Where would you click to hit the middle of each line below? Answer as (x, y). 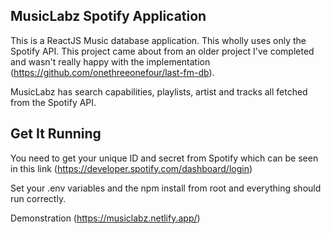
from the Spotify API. (53, 102)
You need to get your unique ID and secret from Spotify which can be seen (164, 158)
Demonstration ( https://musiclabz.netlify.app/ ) (105, 218)
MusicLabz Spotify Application (108, 16)
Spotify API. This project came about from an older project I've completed (162, 51)
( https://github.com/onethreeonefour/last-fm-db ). (112, 72)
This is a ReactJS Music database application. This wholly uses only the (158, 40)
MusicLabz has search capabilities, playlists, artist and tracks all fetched (159, 91)
